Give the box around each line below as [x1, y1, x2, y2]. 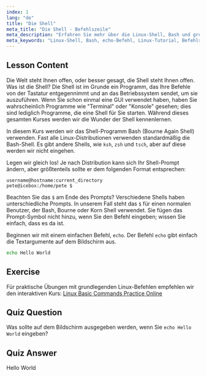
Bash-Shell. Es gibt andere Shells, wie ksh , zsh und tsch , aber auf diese [6, 140, 186, 148]
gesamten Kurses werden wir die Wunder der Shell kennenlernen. [6, 115, 173, 123]
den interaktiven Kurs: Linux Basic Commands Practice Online [6, 290, 162, 297]
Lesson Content [6, 60, 69, 71]
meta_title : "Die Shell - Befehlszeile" [6, 26, 112, 33]
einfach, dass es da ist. [6, 219, 65, 227]
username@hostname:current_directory [6, 177, 103, 183]
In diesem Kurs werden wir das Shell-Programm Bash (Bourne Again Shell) [6, 127, 195, 135]
